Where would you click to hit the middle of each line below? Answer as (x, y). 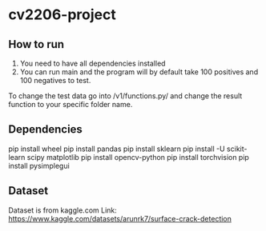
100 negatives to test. (55, 80)
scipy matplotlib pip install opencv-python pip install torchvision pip (138, 157)
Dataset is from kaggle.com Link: (63, 210)
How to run (36, 44)
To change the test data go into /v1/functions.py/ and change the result (125, 96)
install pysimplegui (39, 165)
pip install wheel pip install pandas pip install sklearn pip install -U (117, 149)
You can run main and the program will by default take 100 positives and (139, 72)
